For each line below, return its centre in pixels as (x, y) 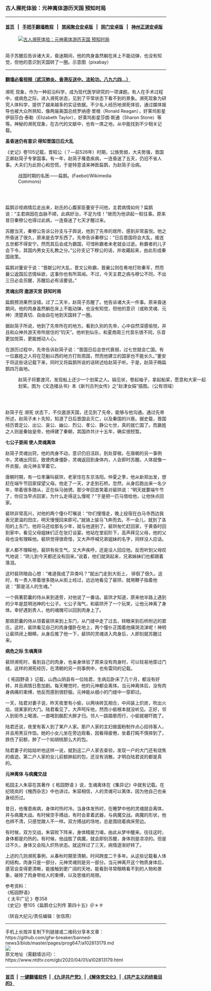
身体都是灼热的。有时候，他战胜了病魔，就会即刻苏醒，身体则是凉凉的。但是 (86, 838)
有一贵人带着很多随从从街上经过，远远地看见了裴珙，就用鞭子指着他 (86, 580)
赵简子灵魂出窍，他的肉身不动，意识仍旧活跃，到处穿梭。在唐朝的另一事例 (84, 453)
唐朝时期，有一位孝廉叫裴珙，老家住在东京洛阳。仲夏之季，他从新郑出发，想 (86, 477)
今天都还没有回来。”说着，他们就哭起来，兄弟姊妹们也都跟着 (101, 556)
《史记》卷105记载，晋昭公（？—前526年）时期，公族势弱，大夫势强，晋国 (85, 152)
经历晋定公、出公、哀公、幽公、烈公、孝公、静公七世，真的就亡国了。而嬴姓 (86, 425)
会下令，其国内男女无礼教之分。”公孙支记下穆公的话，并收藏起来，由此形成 (84, 250)
